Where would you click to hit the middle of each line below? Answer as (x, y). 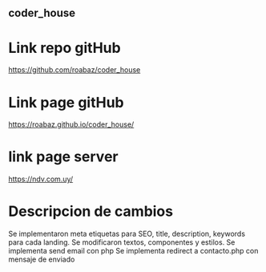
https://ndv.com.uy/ (41, 179)
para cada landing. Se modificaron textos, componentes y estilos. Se (122, 242)
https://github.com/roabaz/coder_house (75, 70)
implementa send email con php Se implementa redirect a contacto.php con (133, 251)
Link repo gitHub (65, 48)
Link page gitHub (66, 102)
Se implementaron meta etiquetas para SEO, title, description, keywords (127, 234)
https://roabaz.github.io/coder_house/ (71, 124)
